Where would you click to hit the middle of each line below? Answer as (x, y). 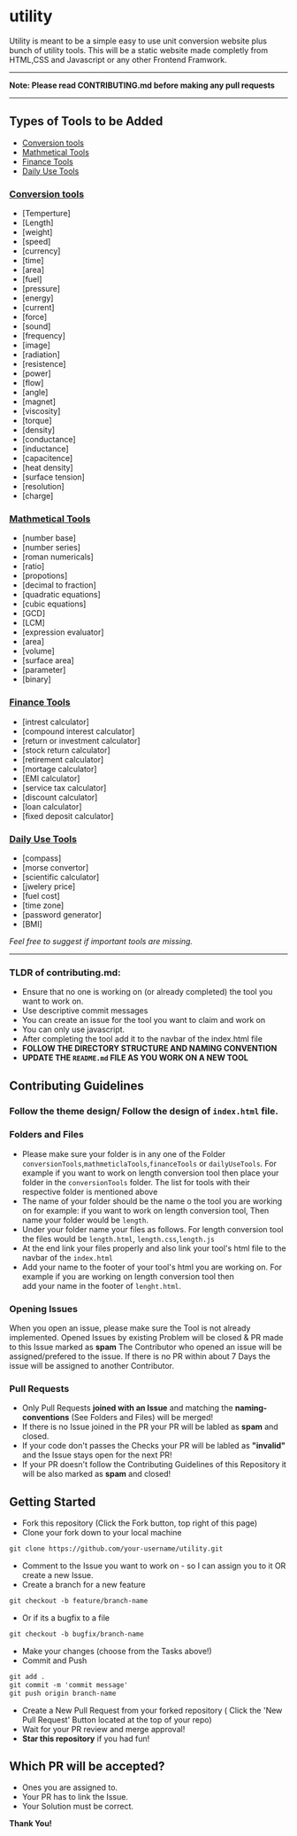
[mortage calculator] (59, 769)
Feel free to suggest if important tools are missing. (101, 941)
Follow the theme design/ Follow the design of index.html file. (144, 1111)
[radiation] (41, 355)
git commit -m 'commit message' (69, 1685)
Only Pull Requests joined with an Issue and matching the (127, 1408)
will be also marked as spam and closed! (96, 1474)
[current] (38, 308)
